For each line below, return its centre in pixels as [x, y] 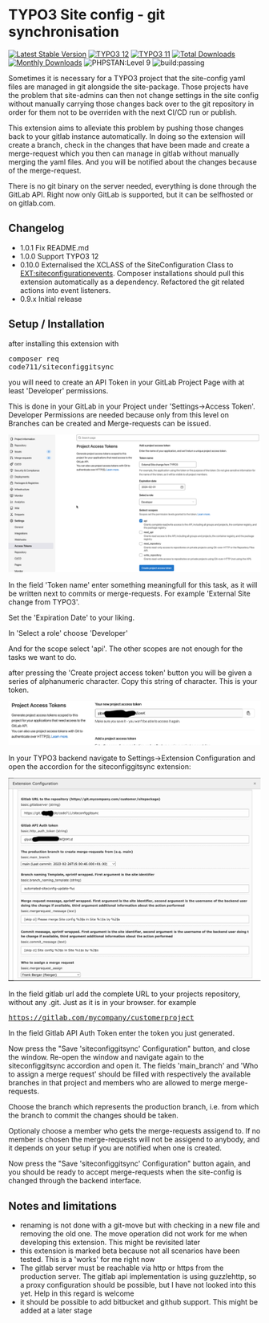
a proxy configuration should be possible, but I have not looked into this [138, 1285]
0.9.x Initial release [51, 299]
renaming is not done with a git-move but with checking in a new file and [140, 1225]
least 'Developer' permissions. [58, 390]
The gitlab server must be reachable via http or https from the [122, 1268]
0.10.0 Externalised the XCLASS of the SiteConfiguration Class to [126, 265]
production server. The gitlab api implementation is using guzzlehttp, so [138, 1276]
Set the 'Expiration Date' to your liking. [72, 618]
